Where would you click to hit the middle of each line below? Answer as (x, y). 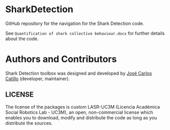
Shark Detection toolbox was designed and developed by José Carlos (79, 73)
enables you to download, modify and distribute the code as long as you (81, 117)
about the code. (22, 39)
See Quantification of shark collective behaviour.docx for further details (85, 33)
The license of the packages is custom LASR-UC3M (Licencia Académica (83, 107)
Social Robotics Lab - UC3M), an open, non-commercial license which (79, 112)
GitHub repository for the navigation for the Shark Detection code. (75, 23)
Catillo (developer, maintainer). (38, 78)
